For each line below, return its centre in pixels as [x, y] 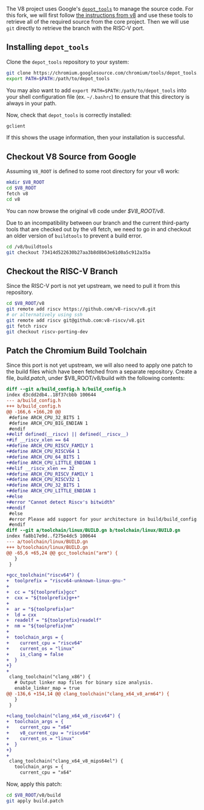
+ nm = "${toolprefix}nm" [40, 626]
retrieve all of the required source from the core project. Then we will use [98, 22]
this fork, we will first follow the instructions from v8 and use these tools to [100, 15]
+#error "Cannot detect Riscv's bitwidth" [61, 502]
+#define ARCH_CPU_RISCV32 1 [43, 480]
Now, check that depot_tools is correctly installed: [69, 115]
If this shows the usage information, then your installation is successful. [96, 138]
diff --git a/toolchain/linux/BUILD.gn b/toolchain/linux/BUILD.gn [93, 531]
